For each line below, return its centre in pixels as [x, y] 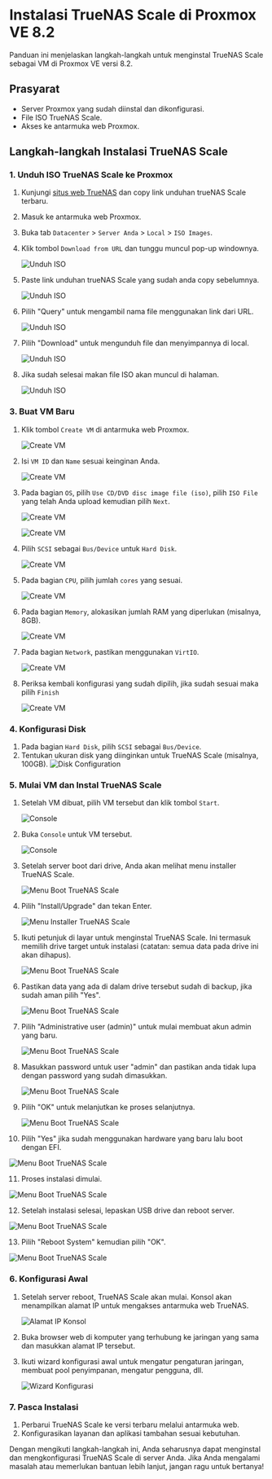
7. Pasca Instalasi [44, 1407]
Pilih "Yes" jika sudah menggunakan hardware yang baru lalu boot [132, 1139]
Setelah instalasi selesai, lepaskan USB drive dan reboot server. [128, 1210]
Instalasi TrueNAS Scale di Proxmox [133, 15]
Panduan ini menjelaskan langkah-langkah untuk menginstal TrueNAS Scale [136, 55]
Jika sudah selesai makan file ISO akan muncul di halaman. [120, 375]
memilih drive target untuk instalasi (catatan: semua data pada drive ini [140, 946]
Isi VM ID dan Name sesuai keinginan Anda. [90, 461]
